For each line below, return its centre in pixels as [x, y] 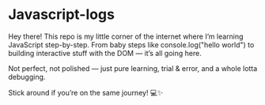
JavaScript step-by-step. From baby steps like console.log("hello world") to [131, 44]
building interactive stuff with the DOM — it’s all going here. [105, 53]
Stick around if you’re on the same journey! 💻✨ [86, 92]
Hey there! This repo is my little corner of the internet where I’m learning [126, 36]
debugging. [27, 77]
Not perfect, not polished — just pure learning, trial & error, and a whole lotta [133, 68]
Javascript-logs [61, 15]
